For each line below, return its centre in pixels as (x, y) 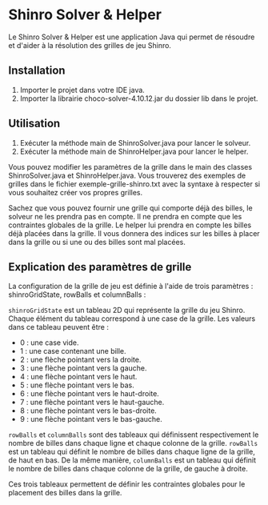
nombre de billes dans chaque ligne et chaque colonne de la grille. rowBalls (133, 443)
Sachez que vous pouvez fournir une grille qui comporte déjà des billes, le (131, 208)
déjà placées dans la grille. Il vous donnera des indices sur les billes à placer (134, 233)
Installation (37, 71)
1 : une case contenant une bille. (73, 351)
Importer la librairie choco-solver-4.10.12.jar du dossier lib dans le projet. (139, 98)
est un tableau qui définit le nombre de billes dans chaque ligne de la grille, (132, 452)
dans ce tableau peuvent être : (59, 327)
